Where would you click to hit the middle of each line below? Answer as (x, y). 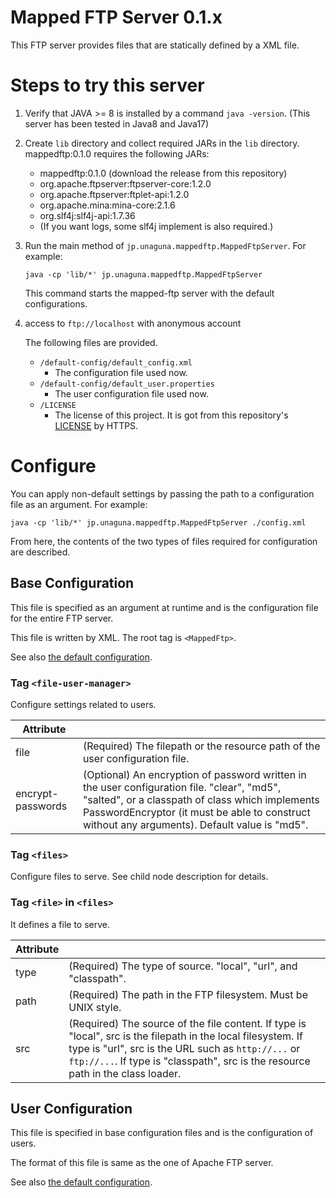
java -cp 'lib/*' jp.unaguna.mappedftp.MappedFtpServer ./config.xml (158, 522)
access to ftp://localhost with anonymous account (133, 323)
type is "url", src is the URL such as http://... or (184, 1048)
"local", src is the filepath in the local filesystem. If (185, 1036)
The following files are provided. (91, 342)
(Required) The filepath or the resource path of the (201, 746)
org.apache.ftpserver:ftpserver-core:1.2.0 (125, 183)
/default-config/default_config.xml (116, 362)
